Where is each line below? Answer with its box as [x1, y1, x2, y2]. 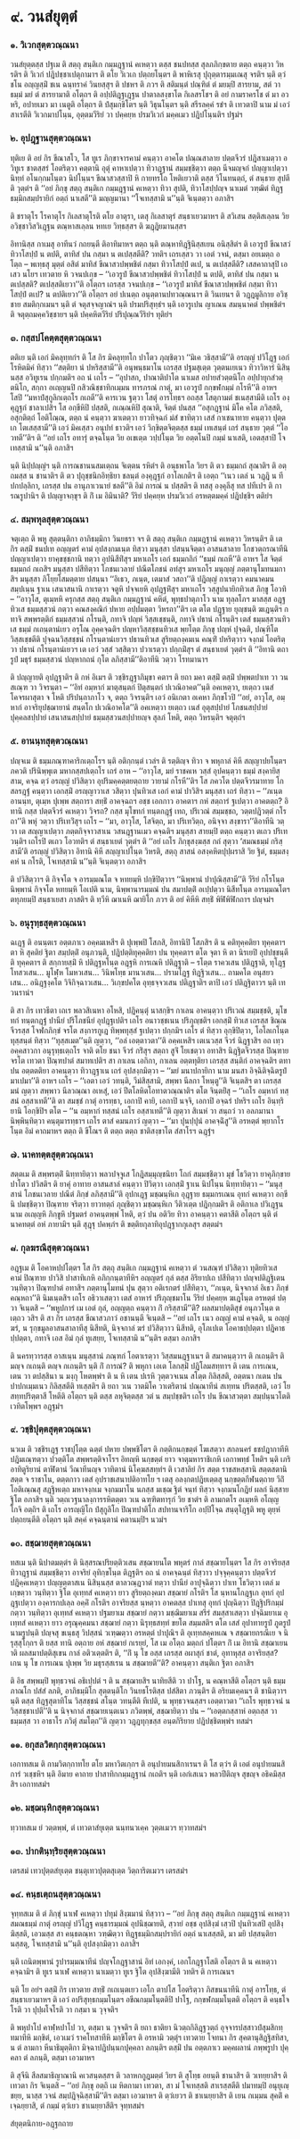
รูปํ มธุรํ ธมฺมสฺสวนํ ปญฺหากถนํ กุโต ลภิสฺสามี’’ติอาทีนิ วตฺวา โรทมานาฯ [10, 654, 208, 664]
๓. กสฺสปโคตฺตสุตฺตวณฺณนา [10, 331, 101, 344]
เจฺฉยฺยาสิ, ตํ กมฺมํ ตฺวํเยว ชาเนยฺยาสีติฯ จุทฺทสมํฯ [10, 2101, 145, 2111]
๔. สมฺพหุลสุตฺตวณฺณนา [10, 514, 89, 525]
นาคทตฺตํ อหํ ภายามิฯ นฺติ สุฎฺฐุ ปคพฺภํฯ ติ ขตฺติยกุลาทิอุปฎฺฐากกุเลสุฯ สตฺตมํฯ [10, 1219, 223, 1230]
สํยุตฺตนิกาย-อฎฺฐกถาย [10, 2118, 74, 2129]
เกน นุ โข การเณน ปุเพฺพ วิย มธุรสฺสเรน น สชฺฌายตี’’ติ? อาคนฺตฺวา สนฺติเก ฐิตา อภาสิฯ [10, 1658, 255, 1668]
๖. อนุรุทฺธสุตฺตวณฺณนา [10, 916, 86, 929]
